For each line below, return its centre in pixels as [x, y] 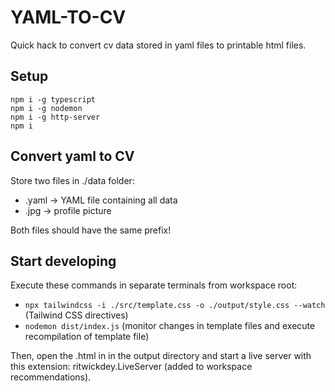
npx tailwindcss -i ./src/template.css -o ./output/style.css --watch [175, 306]
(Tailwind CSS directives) [76, 315]
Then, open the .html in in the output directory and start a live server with [161, 356]
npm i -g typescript [53, 99]
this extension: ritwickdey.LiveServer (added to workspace [131, 367]
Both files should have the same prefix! [91, 230]
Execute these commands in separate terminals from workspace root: [154, 285]
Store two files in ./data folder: [72, 180]
